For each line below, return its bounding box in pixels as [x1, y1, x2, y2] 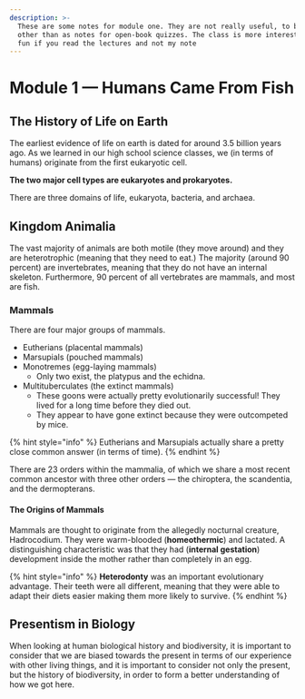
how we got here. [9, 679, 75, 690]
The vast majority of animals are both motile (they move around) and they [9, 242, 284, 254]
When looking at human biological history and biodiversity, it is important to [9, 641, 292, 652]
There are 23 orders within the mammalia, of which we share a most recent [9, 464, 290, 475]
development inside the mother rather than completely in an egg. [9, 553, 252, 564]
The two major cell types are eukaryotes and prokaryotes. [9, 174, 233, 186]
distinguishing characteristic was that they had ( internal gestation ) [9, 544, 261, 555]
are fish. [9, 281, 41, 292]
